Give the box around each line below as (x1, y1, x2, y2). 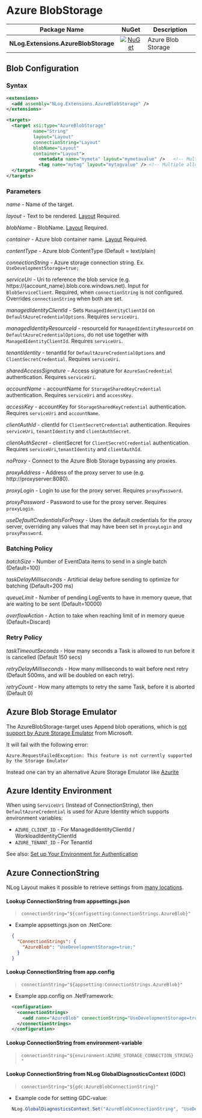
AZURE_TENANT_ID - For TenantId (14, 839, 93, 846)
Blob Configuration (6, 64, 79, 74)
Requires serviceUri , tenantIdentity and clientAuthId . (6, 446, 142, 453)
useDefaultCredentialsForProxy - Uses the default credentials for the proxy (6, 517, 192, 524)
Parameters (6, 187, 41, 195)
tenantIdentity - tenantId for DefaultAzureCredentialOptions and (6, 349, 165, 356)
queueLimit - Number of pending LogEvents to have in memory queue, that (6, 594, 192, 601)
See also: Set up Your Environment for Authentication (6, 851, 138, 858)
